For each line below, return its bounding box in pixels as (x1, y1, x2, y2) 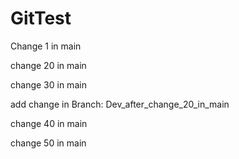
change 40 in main (10, 117, 88, 129)
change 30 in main (10, 78, 87, 91)
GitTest (10, 7, 72, 30)
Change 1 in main (10, 40, 82, 52)
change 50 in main (10, 137, 87, 149)
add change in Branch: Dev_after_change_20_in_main (10, 98, 230, 110)
